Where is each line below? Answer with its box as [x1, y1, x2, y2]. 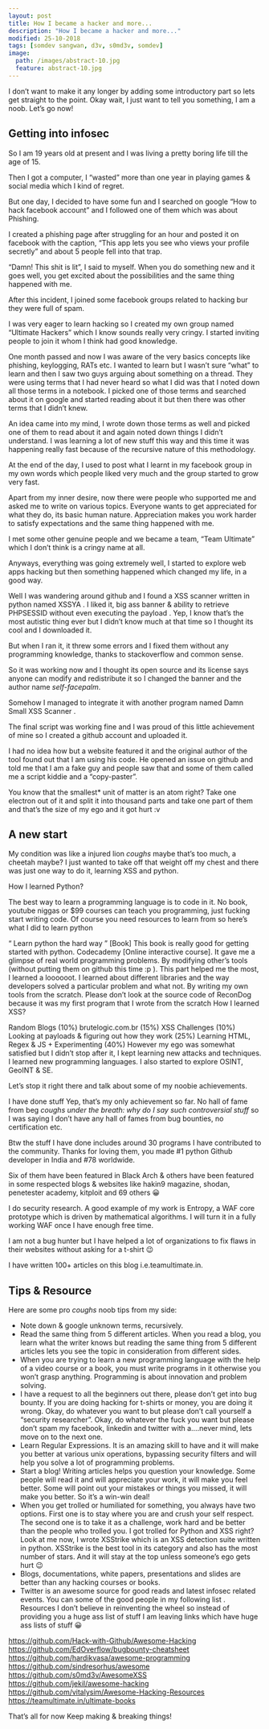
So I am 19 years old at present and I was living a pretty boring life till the [8, 148, 249, 158]
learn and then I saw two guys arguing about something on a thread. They [8, 368, 253, 379]
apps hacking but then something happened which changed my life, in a [8, 566, 247, 576]
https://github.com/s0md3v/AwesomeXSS [8, 1670, 147, 1680]
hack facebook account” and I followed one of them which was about [8, 205, 238, 214]
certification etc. [8, 1122, 63, 1132]
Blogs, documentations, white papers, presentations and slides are [19, 1569, 241, 1579]
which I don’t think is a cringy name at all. [8, 542, 146, 552]
